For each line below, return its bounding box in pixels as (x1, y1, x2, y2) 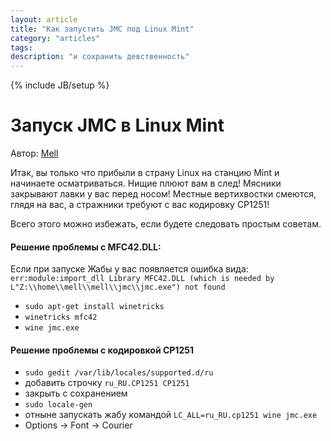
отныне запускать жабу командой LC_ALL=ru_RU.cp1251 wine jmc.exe (24, 409, 318, 421)
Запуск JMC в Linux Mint (10, 114, 225, 137)
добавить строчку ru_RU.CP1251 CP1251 (24, 377, 190, 389)
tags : (10, 42, 33, 53)
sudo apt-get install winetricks (24, 302, 165, 312)
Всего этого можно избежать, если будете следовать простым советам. (10, 218, 322, 230)
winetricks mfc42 (24, 312, 98, 323)
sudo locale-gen (24, 400, 93, 410)
